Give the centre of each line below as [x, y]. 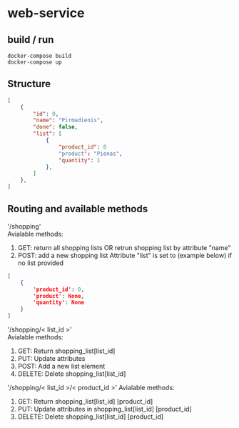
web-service [46, 13]
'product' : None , [59, 296]
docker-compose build [40, 56]
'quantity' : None [59, 303]
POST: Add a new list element [61, 366]
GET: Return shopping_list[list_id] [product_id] [85, 401]
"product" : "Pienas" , [90, 154]
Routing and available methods [78, 209]
